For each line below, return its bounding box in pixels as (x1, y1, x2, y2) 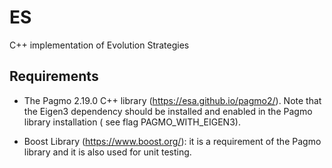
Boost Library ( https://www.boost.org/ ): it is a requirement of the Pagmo (23, 135, 322, 147)
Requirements (9, 68, 99, 85)
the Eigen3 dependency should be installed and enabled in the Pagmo (23, 105, 313, 117)
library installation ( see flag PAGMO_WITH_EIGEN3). (23, 116, 241, 128)
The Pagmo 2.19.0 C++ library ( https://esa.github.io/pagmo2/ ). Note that (23, 94, 322, 106)
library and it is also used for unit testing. (23, 146, 192, 158)
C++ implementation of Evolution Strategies (9, 39, 190, 51)
